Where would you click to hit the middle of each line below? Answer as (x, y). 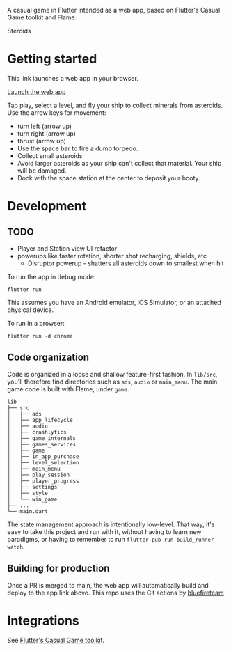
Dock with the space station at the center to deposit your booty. (109, 178)
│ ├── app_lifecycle (40, 420)
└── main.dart (28, 511)
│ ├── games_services (42, 444)
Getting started (52, 59)
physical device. (31, 310)
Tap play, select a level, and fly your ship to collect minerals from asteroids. (115, 105)
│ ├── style (28, 493)
